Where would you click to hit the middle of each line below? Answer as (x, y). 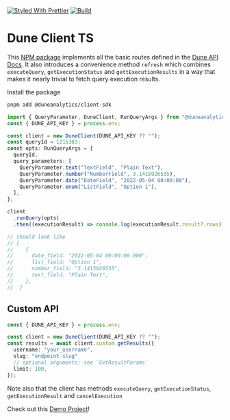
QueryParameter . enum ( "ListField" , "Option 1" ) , (88, 187)
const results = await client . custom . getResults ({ (81, 343)
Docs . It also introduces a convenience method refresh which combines (109, 64)
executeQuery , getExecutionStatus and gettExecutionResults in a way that (111, 71)
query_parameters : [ (42, 161)
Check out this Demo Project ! (49, 409)
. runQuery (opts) (36, 218)
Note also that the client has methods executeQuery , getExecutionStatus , (109, 388)
